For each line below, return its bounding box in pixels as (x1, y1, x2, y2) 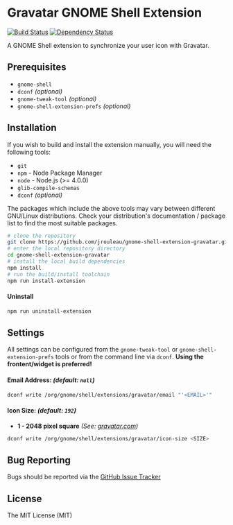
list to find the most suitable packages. (7, 218, 118, 227)
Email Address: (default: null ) (7, 376, 95, 384)
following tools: (7, 148, 51, 156)
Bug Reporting (7, 454, 71, 466)
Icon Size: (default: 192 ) (7, 406, 76, 415)
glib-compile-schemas (17, 184, 80, 191)
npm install (7, 264, 42, 271)
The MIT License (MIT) (7, 511, 73, 519)
